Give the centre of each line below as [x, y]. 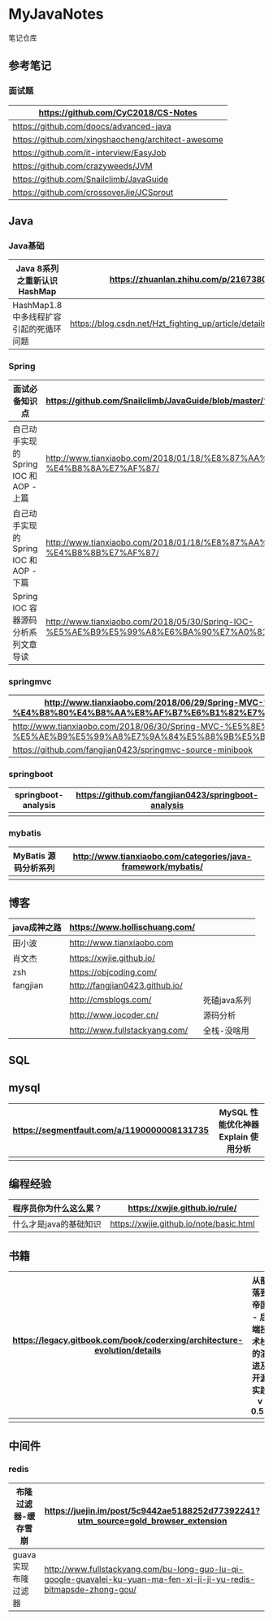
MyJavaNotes [56, 14]
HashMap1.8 [37, 306]
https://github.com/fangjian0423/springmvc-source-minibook [133, 749]
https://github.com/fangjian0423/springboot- [167, 795]
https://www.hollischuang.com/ [132, 927]
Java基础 [26, 245]
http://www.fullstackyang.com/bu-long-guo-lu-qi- [144, 1569]
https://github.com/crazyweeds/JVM [82, 166]
